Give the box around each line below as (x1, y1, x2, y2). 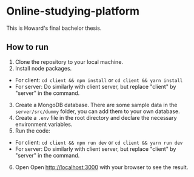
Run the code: (15, 127, 50, 134)
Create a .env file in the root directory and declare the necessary (15, 114, 177, 121)
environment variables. (15, 120, 73, 128)
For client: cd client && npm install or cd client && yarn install (15, 76, 183, 83)
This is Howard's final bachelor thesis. (6, 24, 102, 32)
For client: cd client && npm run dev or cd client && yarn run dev (15, 139, 183, 146)
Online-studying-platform (6, 4, 140, 18)
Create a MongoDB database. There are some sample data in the (15, 101, 178, 108)
